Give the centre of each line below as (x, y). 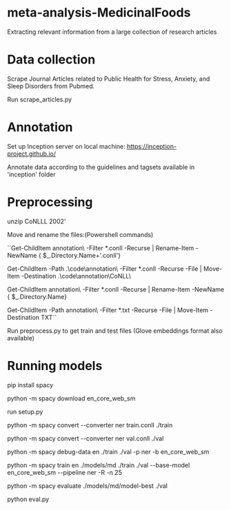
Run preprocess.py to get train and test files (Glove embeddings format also (115, 330)
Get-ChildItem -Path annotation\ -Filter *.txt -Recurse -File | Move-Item (108, 310)
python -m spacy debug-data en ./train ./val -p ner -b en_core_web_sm (108, 451)
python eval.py (28, 499)
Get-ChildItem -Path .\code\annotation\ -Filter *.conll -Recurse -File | (104, 268)
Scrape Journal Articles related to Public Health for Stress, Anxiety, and (109, 79)
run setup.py (25, 411)
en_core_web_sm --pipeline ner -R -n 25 (64, 472)
